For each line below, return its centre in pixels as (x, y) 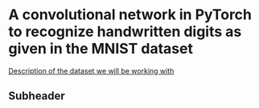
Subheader (37, 96)
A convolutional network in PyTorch (130, 15)
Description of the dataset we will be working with (91, 70)
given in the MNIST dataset (101, 49)
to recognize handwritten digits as (125, 32)
